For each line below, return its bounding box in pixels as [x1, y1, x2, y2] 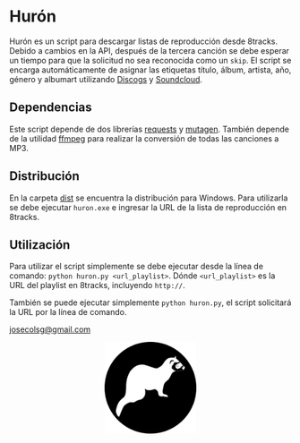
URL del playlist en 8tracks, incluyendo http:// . [9, 280, 185, 291]
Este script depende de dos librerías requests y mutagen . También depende [9, 124, 289, 134]
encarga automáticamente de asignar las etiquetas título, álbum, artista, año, [9, 64, 292, 75]
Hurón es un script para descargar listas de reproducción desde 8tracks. [9, 36, 279, 47]
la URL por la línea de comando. [9, 307, 127, 318]
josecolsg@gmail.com [9, 324, 91, 335]
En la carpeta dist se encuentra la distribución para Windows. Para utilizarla [9, 192, 288, 203]
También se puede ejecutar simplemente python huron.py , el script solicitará [9, 297, 292, 308]
